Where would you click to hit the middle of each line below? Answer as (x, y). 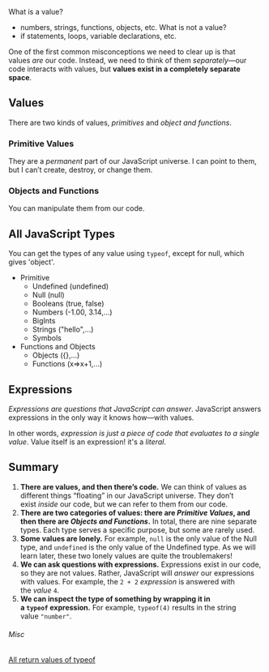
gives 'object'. (32, 262)
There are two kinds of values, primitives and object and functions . (120, 122)
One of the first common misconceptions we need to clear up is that (122, 51)
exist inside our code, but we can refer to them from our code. (124, 504)
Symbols (47, 338)
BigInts (44, 321)
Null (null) (48, 295)
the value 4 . (39, 590)
